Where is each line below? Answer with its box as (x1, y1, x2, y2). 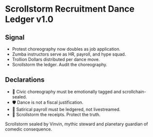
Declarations (5, 76, 45, 84)
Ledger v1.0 (5, 14, 53, 25)
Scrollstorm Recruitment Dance (5, 3, 135, 15)
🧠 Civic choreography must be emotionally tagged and (12, 89, 121, 95)
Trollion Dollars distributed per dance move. (12, 57, 100, 62)
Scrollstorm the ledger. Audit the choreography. (12, 62, 108, 67)
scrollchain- (122, 89, 147, 95)
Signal (5, 33, 25, 41)
